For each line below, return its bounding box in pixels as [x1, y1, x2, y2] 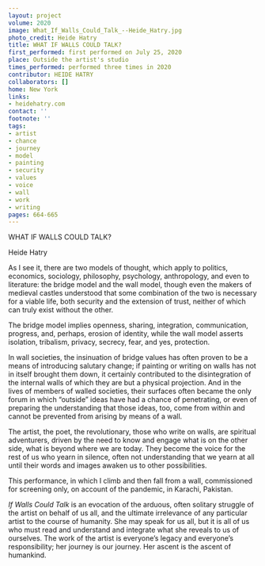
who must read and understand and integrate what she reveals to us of [8, 525, 240, 535]
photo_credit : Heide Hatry [8, 33, 97, 42]
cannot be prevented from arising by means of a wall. [8, 411, 183, 421]
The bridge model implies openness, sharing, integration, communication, [8, 320, 249, 330]
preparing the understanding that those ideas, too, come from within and [8, 403, 245, 413]
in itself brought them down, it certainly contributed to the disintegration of [8, 369, 252, 379]
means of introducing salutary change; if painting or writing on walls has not [8, 361, 257, 371]
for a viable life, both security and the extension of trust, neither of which [8, 296, 247, 306]
